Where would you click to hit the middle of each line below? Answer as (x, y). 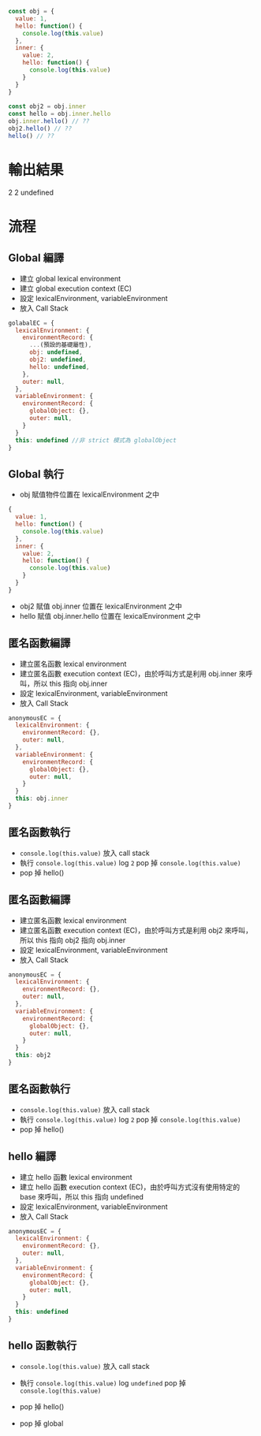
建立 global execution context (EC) (76, 288)
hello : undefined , (59, 366)
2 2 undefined (31, 192)
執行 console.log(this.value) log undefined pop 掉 (103, 1382)
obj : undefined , (56, 352)
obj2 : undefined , (58, 360)
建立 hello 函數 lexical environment (76, 1177)
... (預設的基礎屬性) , (60, 345)
